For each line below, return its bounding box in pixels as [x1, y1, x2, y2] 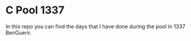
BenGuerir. [5, 29, 32, 36]
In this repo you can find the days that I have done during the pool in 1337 [5, 23, 186, 30]
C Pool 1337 [5, 4, 65, 17]
